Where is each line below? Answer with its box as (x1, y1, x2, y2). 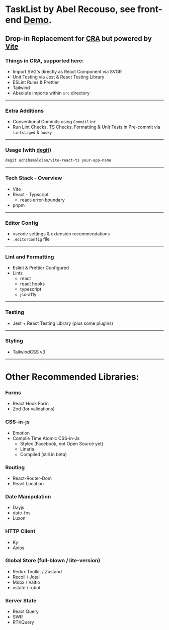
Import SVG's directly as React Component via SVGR (12, 68, 122, 74)
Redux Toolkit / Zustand (12, 568, 62, 574)
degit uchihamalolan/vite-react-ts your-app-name (5, 158, 112, 163)
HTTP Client (5, 528, 36, 535)
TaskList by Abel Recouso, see (5, 4, 136, 15)
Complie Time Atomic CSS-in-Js (12, 435, 80, 441)
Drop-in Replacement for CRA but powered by (5, 34, 152, 43)
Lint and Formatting (5, 253, 54, 260)
